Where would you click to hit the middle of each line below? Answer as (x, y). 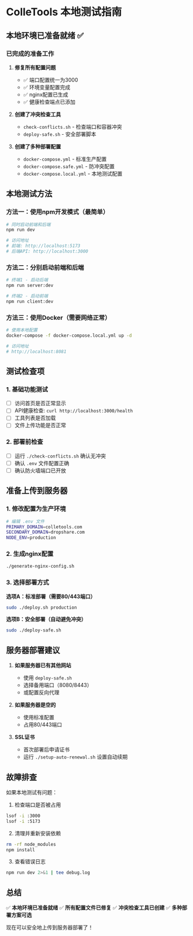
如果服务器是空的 (35, 705)
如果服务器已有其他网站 (43, 665)
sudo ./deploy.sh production (42, 607)
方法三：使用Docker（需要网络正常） (58, 317)
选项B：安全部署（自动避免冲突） (46, 619)
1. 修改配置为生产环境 (36, 509)
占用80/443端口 (43, 725)
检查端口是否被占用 (38, 805)
